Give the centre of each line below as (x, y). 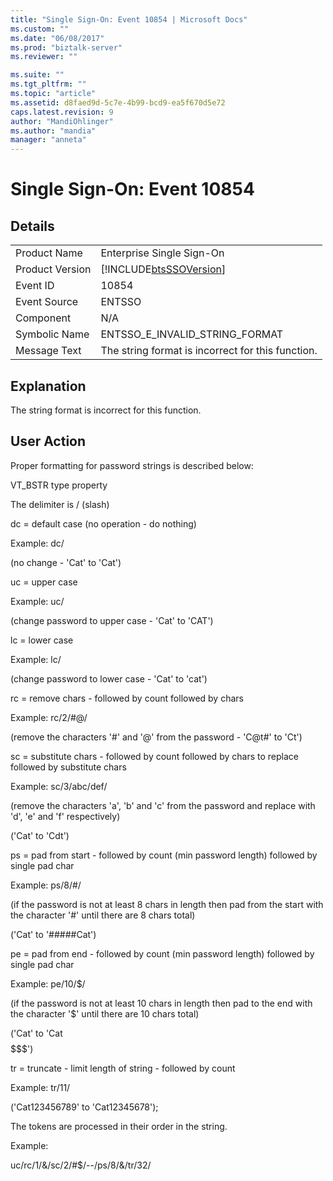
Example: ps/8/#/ (46, 885)
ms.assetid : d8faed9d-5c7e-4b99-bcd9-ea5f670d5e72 (118, 102)
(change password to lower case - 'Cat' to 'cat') (109, 678)
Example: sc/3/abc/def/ (59, 786)
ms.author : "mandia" (53, 131)
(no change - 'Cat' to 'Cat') (66, 562)
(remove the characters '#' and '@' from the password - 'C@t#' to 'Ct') (156, 737)
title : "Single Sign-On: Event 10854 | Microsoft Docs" (129, 19)
